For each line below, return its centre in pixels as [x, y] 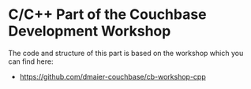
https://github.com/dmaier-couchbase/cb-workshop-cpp [113, 76]
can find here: [31, 61]
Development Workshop [90, 31]
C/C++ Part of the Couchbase [107, 15]
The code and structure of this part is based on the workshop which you [126, 53]
